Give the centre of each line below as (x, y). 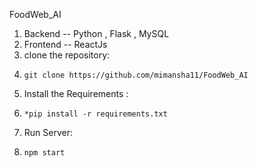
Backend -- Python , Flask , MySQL (96, 33)
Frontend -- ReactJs (65, 44)
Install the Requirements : (76, 93)
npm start (44, 153)
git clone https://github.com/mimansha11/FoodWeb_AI (136, 75)
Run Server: (48, 132)
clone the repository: (67, 55)
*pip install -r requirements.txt (95, 114)
